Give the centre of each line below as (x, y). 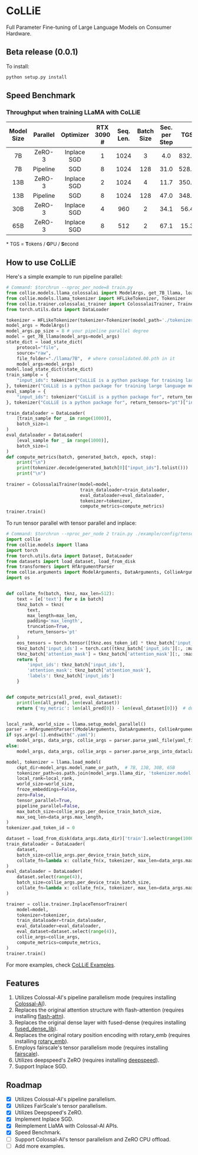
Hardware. (19, 33)
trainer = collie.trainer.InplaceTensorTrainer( (67, 904)
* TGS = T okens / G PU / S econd (42, 244)
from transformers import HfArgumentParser (60, 567)
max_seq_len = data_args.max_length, (60, 817)
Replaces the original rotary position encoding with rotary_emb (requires (102, 1035)
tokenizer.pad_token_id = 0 (41, 828)
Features (23, 983)
